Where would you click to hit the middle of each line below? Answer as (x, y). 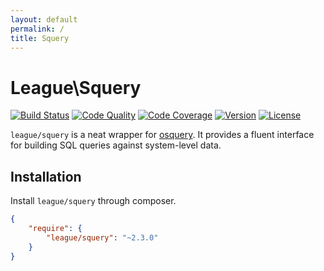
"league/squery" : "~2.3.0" (102, 237)
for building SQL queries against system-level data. (116, 145)
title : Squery (40, 38)
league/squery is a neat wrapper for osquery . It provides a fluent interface (162, 135)
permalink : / (37, 29)
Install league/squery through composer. (93, 201)
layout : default (44, 19)
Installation (46, 176)
